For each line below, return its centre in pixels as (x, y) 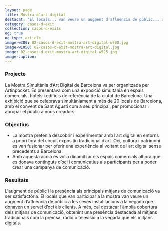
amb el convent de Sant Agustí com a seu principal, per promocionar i (77, 106)
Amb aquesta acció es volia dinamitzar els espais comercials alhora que (86, 156)
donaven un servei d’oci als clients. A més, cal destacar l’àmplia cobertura (81, 207)
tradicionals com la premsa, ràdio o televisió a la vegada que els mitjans (79, 218)
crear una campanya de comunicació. (51, 167)
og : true (14, 33)
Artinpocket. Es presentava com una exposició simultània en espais (74, 90)
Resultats (17, 180)
